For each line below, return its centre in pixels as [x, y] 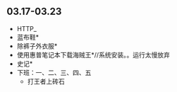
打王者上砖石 [46, 81]
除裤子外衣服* [37, 46]
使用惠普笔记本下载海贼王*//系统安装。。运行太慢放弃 [93, 54]
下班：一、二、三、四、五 [54, 72]
